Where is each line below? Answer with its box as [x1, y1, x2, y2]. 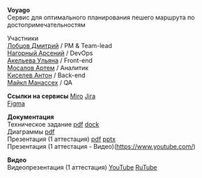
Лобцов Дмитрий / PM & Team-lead [7, 42, 113, 49]
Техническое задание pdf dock [7, 120, 100, 128]
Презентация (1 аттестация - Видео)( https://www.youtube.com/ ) [7, 143, 196, 150]
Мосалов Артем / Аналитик [7, 64, 89, 72]
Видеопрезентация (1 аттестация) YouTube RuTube [7, 163, 157, 171]
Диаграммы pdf [7, 128, 55, 136]
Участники [7, 34, 39, 42]
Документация [7, 113, 54, 121]
